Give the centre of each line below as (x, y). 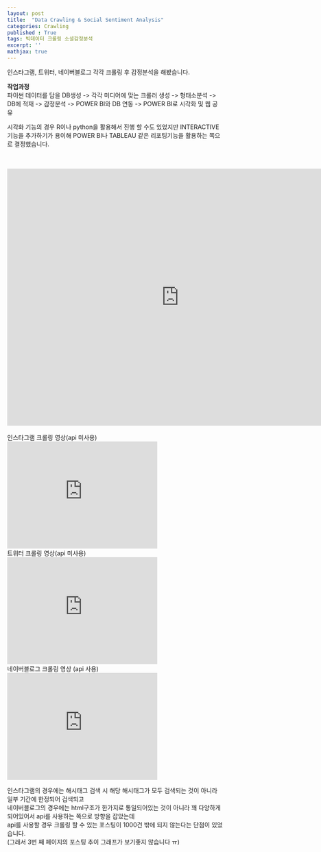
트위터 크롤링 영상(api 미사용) (47, 553)
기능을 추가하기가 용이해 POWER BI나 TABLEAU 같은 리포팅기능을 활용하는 (107, 135)
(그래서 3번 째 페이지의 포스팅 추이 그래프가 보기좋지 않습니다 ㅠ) (94, 842)
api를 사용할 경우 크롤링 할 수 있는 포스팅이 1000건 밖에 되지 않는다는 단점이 (109, 825)
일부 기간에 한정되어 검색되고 (46, 799)
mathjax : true (27, 52)
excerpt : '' (24, 45)
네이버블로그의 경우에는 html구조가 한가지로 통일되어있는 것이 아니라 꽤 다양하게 (114, 807)
